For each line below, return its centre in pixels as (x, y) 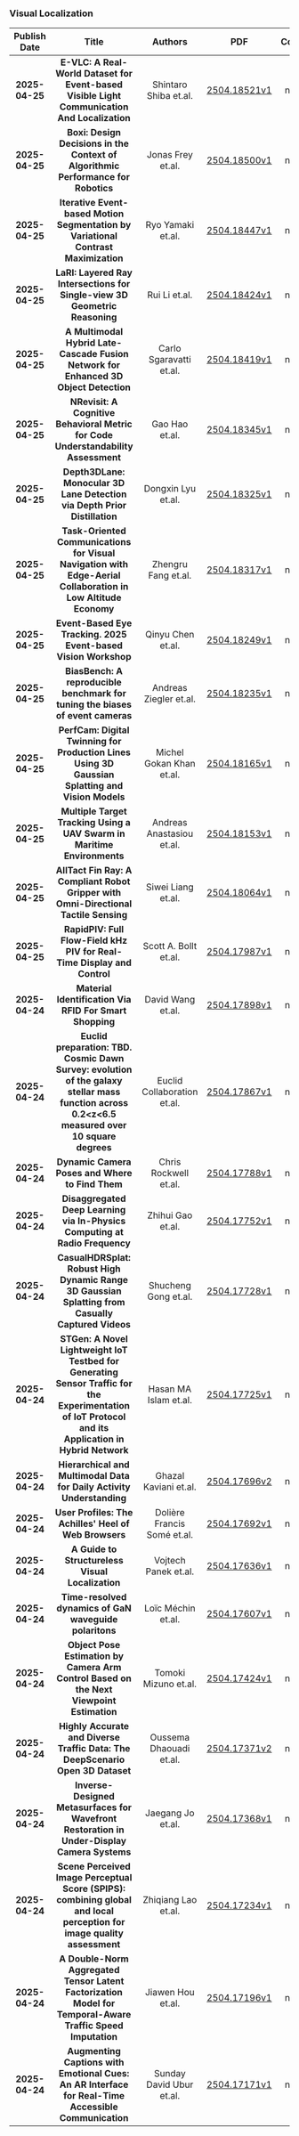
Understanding (94, 1498)
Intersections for (94, 284)
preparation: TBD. (94, 1047)
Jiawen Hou (170, 1993)
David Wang (170, 1000)
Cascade (78, 354)
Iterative (77, 203)
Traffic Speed (94, 2026)
